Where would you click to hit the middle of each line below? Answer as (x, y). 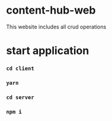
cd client (20, 69)
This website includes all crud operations (56, 27)
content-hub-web (51, 10)
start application (48, 51)
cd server (20, 97)
